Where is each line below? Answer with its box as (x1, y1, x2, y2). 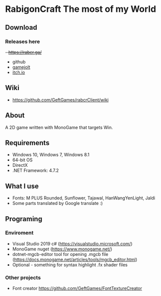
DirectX (12, 162, 28, 168)
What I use (5, 182, 39, 190)
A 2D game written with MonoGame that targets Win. (5, 124, 113, 130)
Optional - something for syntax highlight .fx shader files (12, 261, 128, 268)
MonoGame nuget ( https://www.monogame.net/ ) (12, 246, 112, 252)
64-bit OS (12, 157, 33, 163)
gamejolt (12, 64, 31, 70)
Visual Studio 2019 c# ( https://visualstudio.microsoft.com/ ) (12, 241, 133, 247)
